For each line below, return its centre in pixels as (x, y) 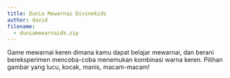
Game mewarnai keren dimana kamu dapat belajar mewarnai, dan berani (110, 52)
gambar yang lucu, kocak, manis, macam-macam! (79, 67)
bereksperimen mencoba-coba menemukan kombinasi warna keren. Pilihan (115, 60)
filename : (21, 26)
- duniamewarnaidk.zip (46, 33)
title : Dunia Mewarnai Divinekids (57, 13)
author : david (28, 20)
